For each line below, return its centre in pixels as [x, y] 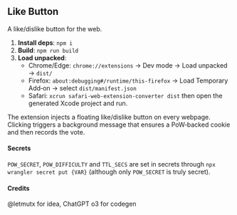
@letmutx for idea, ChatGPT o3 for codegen [72, 204]
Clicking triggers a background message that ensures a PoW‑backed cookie [119, 125]
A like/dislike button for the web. [55, 28]
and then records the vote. [46, 132]
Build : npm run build [48, 50]
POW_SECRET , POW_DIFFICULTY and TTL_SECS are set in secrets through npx [111, 164]
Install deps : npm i [45, 43]
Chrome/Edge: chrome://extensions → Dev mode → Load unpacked [128, 65]
